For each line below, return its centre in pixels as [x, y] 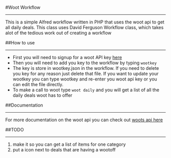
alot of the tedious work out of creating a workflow [59, 33]
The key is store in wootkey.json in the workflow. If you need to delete [86, 68]
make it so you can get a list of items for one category [69, 144]
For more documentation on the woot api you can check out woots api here [84, 120]
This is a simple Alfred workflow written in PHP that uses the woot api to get [85, 22]
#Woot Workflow [23, 7]
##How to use [20, 43]
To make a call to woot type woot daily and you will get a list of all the [86, 90]
